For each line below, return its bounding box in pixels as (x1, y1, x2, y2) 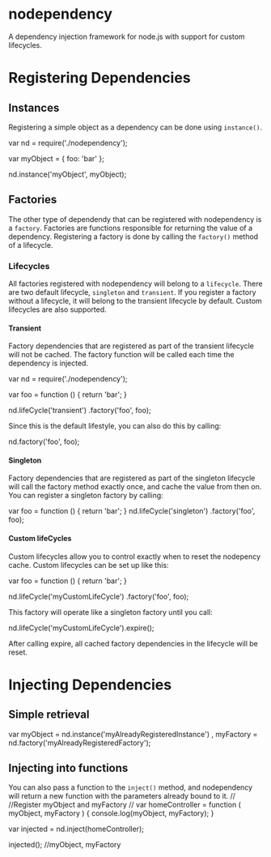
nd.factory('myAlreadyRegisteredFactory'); (8, 738, 151, 748)
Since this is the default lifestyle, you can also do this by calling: (8, 421, 222, 431)
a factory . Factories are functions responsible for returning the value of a (8, 223, 253, 232)
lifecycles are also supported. (8, 305, 107, 314)
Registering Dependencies (8, 69, 192, 87)
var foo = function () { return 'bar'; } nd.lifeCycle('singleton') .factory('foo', (8, 506, 256, 516)
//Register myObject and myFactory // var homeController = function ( (8, 799, 241, 810)
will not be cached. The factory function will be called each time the (8, 350, 235, 360)
